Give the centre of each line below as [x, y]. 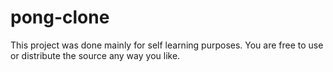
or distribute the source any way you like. [95, 55]
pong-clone [60, 17]
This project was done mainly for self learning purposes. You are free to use [167, 45]
